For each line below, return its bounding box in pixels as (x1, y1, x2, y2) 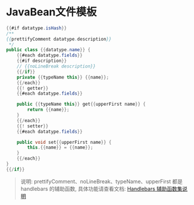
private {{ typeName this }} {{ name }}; (16, 74, 109, 80)
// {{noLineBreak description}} (16, 63, 96, 69)
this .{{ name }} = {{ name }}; (27, 144, 93, 150)
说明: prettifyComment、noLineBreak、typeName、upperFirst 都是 (20, 177, 183, 185)
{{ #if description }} (16, 58, 67, 64)
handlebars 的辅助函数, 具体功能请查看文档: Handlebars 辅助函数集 (20, 185, 183, 192)
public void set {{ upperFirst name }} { (16, 139, 112, 145)
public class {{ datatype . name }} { (6, 47, 91, 53)
